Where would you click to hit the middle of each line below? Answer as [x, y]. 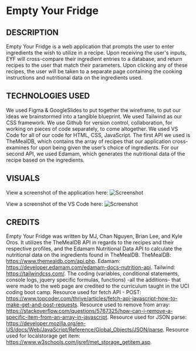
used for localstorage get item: [43, 336]
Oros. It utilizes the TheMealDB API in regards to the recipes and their [90, 243]
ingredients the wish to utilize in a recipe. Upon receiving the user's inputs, [96, 53]
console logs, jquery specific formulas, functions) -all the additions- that [94, 280]
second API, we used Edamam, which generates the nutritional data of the [96, 154]
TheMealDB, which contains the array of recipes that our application [89, 141]
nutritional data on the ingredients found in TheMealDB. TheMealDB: [89, 255]
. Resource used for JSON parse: [147, 317]
